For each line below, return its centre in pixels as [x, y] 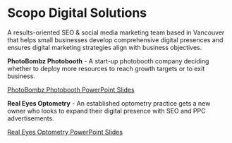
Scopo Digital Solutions [77, 13]
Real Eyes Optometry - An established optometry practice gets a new [109, 103]
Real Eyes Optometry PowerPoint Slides [65, 132]
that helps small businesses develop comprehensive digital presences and [115, 39]
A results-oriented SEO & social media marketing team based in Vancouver [116, 32]
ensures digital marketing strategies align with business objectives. [105, 47]
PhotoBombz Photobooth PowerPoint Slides [71, 89]
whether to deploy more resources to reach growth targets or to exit [106, 68]
